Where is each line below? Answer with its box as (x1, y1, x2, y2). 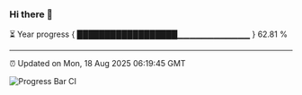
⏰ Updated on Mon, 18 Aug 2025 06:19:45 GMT (9, 58, 186, 69)
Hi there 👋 (9, 8, 54, 21)
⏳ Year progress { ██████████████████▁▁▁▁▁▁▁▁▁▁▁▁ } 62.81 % (9, 29, 288, 39)
